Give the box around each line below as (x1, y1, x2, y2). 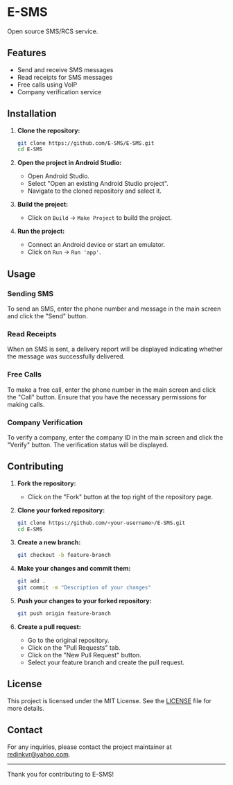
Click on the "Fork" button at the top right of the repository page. (27, 492, 214, 501)
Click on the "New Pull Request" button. (27, 650, 142, 659)
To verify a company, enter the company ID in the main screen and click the (7, 433, 223, 441)
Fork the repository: (17, 479, 76, 488)
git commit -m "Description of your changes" (17, 584, 151, 592)
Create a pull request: (17, 622, 81, 631)
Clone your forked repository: (17, 506, 105, 514)
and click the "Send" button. (7, 312, 88, 320)
